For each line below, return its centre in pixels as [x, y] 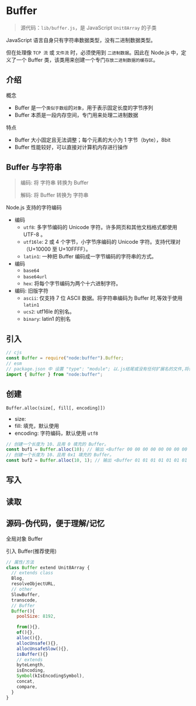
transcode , [24, 600]
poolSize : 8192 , [36, 617]
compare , [27, 687]
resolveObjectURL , [34, 584]
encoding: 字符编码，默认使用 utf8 [56, 433]
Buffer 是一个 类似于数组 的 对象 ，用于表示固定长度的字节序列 [84, 108]
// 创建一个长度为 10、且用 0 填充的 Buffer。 [57, 444]
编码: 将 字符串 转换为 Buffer [54, 182]
